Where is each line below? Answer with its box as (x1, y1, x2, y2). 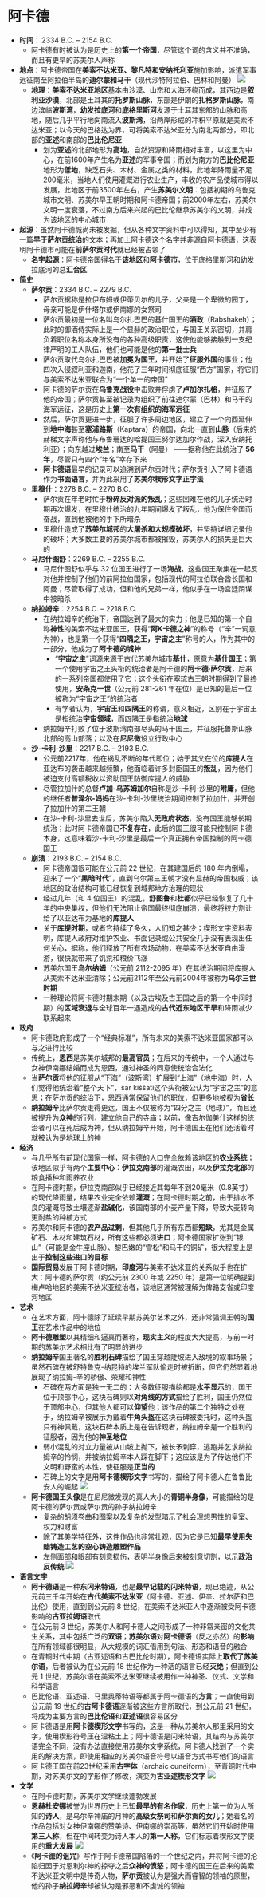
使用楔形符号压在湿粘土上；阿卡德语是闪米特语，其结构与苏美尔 (45, 1731, 255, 1741)
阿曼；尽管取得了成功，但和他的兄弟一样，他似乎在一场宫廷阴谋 (42, 583, 252, 593)
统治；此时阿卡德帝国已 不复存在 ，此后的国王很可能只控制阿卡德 (42, 823, 252, 832)
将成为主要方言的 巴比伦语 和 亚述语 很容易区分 (30, 1711, 178, 1721)
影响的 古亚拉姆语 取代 (30, 1611, 101, 1621)
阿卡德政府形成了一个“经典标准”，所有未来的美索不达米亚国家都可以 (30, 1033, 254, 1042)
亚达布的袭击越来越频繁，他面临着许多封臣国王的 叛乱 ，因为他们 (42, 763, 252, 773)
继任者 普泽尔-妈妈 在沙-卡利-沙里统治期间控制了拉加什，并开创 (49, 793, 256, 803)
